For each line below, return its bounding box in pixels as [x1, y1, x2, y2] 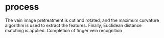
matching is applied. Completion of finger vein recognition [5, 27, 122, 33]
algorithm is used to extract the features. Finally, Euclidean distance [5, 22, 142, 28]
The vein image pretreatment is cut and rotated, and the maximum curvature [5, 17, 159, 23]
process [5, 1, 39, 13]
